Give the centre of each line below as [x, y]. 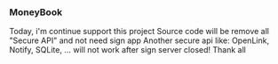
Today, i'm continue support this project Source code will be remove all [139, 32]
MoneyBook [36, 12]
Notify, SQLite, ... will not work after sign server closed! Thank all [127, 50]
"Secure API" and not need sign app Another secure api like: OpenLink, [139, 40]
